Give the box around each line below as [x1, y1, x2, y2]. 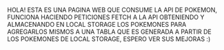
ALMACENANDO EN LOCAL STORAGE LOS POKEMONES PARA [7, 21, 187, 28]
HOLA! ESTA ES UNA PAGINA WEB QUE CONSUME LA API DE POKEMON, [7, 6, 218, 14]
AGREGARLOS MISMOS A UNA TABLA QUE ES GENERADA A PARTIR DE [7, 27, 212, 36]
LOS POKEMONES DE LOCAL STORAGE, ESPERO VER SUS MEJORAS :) [7, 35, 211, 43]
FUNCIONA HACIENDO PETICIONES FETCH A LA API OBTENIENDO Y [7, 13, 205, 21]
